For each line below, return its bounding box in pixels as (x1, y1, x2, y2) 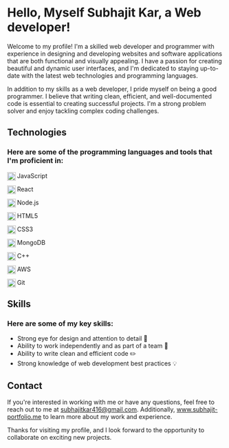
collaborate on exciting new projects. (7, 434, 112, 442)
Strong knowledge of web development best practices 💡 (17, 359, 177, 367)
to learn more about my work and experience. (43, 413, 173, 421)
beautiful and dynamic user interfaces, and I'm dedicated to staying (7, 64, 199, 72)
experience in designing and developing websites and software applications (7, 50, 222, 58)
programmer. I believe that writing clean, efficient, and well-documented (7, 92, 212, 100)
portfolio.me (7, 413, 42, 421)
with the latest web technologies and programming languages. (21, 71, 198, 80)
